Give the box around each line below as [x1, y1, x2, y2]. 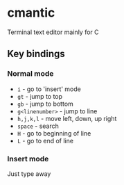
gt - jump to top [17, 92, 63, 100]
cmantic [7, 5, 55, 21]
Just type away [7, 169, 51, 178]
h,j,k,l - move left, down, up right [17, 114, 117, 122]
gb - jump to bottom [17, 99, 74, 108]
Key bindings [7, 48, 66, 60]
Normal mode [7, 69, 54, 79]
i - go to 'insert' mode [17, 85, 81, 93]
